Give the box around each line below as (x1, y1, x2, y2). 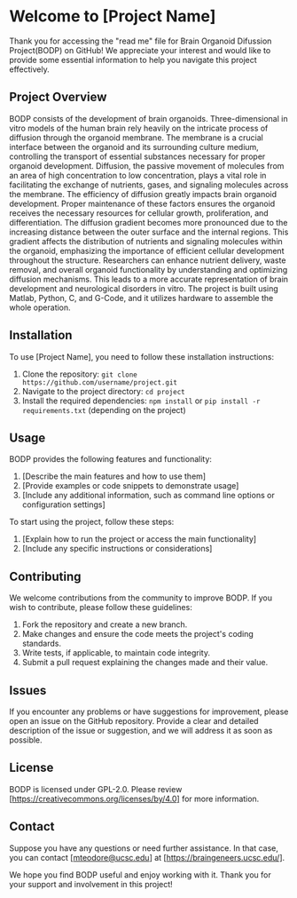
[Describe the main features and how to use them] (21, 471, 207, 481)
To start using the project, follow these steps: (9, 517, 175, 528)
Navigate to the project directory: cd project (21, 385, 185, 396)
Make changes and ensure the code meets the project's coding (21, 629, 254, 640)
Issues (9, 682, 47, 698)
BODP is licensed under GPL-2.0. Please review (9, 783, 183, 794)
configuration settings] (21, 499, 106, 510)
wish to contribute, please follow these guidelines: (9, 602, 192, 613)
